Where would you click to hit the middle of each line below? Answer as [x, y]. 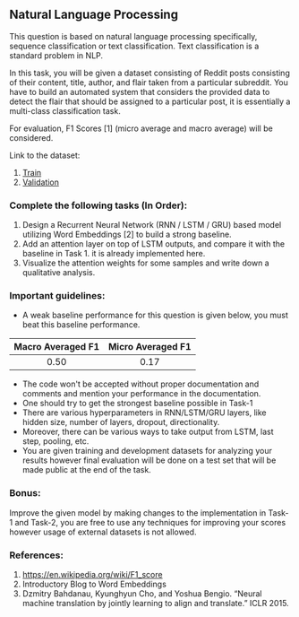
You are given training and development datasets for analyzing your [147, 451]
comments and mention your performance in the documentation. [141, 394]
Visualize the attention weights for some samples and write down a [146, 263]
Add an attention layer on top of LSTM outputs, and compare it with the [153, 244]
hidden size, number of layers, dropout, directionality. [121, 422]
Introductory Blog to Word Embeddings [94, 584]
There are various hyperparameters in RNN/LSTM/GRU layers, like [144, 413]
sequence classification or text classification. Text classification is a [134, 46]
